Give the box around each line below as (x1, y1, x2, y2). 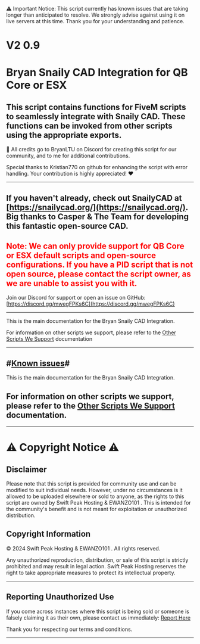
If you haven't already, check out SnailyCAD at (6, 193, 182, 203)
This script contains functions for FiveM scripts (6, 102, 186, 112)
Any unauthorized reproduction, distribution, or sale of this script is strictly (6, 556, 189, 564)
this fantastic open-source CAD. (6, 220, 129, 231)
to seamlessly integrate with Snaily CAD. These (6, 111, 186, 122)
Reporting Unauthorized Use (6, 592, 114, 602)
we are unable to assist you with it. (6, 278, 137, 288)
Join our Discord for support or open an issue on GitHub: (6, 294, 146, 301)
